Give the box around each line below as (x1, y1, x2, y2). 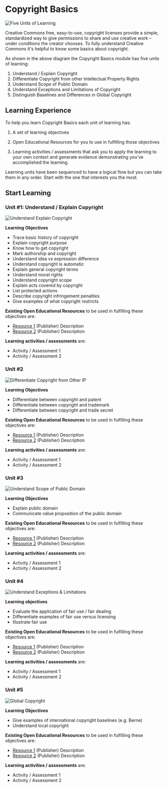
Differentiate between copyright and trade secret (12, 407, 113, 413)
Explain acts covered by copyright (12, 282, 83, 288)
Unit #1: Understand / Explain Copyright (5, 204, 103, 211)
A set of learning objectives (12, 129, 69, 135)
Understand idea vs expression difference (12, 256, 99, 262)
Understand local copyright (12, 722, 69, 728)
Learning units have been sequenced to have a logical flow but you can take (5, 169, 162, 175)
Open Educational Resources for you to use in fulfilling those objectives (12, 139, 160, 145)
